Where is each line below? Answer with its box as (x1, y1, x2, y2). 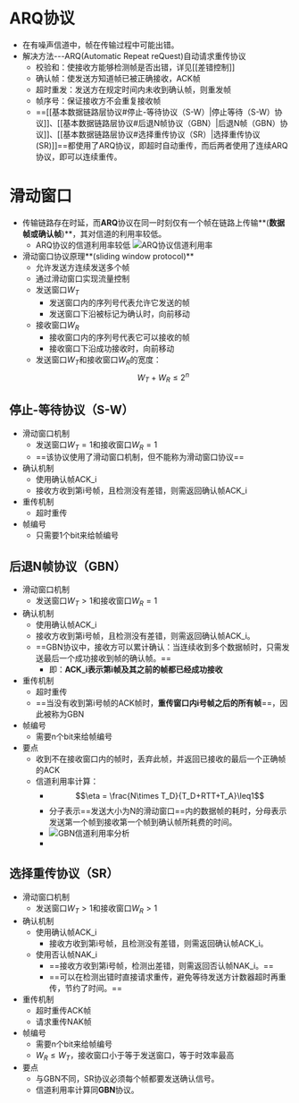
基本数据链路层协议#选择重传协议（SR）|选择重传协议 (62, 129, 261, 140)
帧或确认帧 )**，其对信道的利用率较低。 (21, 228, 167, 239)
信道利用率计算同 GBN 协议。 (35, 1084, 140, 1096)
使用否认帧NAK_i (35, 949, 98, 960)
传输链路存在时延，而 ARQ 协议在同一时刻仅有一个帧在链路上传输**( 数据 (21, 216, 286, 228)
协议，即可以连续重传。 (35, 151, 122, 162)
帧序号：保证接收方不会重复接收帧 (35, 95, 162, 106)
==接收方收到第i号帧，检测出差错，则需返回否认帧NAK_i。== (48, 960, 274, 971)
